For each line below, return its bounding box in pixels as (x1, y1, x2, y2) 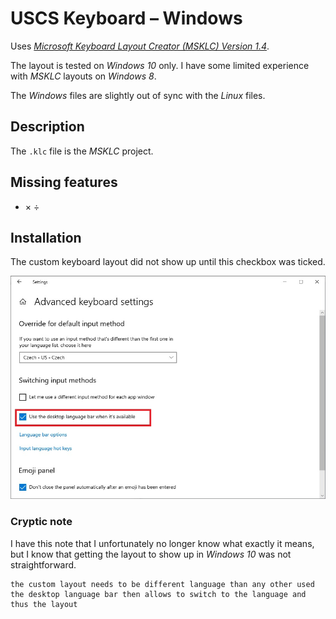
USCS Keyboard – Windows (10, 7, 243, 30)
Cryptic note (10, 515, 73, 529)
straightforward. (10, 558, 77, 571)
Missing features (10, 174, 118, 191)
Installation (10, 229, 82, 246)
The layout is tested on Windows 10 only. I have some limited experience (10, 59, 310, 71)
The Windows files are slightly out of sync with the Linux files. (10, 89, 266, 101)
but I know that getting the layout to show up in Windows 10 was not (10, 548, 292, 560)
